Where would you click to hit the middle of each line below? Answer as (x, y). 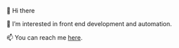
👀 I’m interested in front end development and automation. (89, 24)
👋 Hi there (21, 11)
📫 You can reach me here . (45, 37)
